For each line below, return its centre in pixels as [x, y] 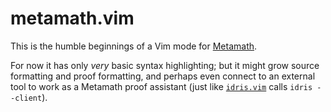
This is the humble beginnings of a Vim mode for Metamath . [134, 46]
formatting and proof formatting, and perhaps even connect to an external [163, 76]
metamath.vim [72, 18]
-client [26, 98]
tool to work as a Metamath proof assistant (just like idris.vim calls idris [161, 86]
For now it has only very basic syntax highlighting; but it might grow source [165, 65]
